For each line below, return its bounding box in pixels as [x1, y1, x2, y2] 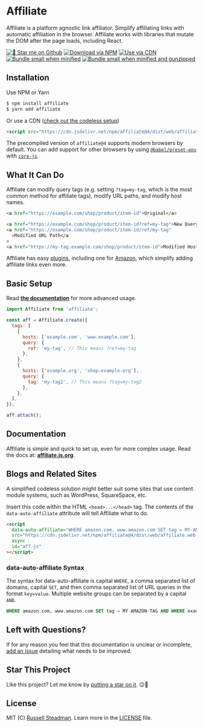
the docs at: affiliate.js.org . [6, 451, 76, 458]
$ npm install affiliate [6, 100, 69, 106]
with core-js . [6, 152, 39, 159]
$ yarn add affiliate [6, 106, 61, 112]
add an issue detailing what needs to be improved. [6, 647, 132, 655]
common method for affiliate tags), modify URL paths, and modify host [6, 192, 182, 200]
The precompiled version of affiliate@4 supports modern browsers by [6, 139, 183, 147]
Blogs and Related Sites [6, 469, 97, 479]
